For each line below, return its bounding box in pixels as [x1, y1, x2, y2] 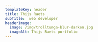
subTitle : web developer [5, 16, 58, 21]
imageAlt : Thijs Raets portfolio [9, 29, 78, 34]
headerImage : [5, 20, 32, 26]
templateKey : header [5, 7, 48, 12]
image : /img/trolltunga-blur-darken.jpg [9, 25, 93, 30]
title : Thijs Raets [5, 12, 45, 16]
